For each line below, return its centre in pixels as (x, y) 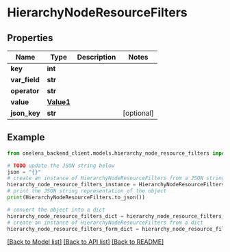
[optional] (138, 113)
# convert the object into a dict (56, 210)
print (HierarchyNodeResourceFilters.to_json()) (76, 198)
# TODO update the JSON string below (61, 166)
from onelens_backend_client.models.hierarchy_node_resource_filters (108, 153)
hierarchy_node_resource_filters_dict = (66, 216)
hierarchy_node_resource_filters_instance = (72, 185)
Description (97, 57)
